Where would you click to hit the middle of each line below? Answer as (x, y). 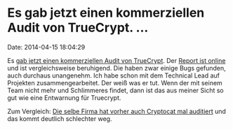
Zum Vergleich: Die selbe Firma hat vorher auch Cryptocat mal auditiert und (117, 111)
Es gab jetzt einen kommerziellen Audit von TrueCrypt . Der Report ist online (116, 60)
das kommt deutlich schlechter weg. (60, 118)
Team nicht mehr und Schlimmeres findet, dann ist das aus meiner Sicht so (115, 90)
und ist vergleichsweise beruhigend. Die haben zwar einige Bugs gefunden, (116, 68)
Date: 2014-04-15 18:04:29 (46, 47)
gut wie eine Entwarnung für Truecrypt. (64, 97)
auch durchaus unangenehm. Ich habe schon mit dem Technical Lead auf (113, 75)
